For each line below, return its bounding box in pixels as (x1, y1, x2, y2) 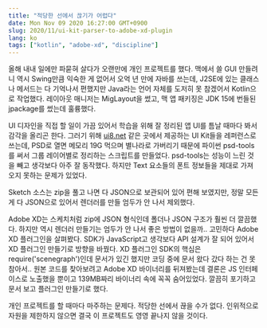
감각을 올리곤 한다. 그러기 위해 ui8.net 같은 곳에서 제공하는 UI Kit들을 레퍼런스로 (8, 131, 257, 140)
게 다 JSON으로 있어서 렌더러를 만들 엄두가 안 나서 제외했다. (8, 197, 195, 207)
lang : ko (8, 33, 37, 42)
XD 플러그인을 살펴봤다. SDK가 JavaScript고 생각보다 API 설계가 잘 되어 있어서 (8, 234, 255, 244)
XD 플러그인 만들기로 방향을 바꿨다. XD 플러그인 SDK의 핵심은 (8, 244, 202, 254)
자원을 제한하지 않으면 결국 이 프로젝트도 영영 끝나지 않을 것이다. (8, 311, 209, 321)
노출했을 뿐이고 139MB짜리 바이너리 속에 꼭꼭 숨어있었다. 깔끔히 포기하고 (29, 274, 257, 283)
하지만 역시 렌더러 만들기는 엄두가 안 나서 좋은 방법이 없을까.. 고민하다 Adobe (18, 225, 259, 234)
